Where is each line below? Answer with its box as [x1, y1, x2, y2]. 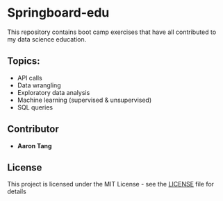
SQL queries [17, 103, 53, 112]
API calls [17, 73, 43, 82]
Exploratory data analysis [17, 88, 90, 96]
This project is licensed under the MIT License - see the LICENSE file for [7, 180, 214, 189]
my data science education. [7, 35, 87, 43]
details [7, 187, 26, 195]
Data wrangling [17, 81, 61, 89]
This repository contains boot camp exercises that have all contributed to [7, 28, 217, 36]
